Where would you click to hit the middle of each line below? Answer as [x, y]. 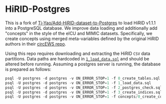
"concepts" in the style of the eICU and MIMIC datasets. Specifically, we [79, 33]
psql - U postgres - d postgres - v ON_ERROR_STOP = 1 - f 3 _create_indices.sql [84, 92]
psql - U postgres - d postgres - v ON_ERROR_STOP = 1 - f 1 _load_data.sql [78, 83]
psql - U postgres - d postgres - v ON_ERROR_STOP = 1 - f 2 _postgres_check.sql [84, 88]
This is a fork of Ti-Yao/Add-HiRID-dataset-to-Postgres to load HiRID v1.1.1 [80, 23]
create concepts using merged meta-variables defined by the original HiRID [82, 39]
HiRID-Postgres [38, 9]
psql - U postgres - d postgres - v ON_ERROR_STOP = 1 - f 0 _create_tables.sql [83, 78]
